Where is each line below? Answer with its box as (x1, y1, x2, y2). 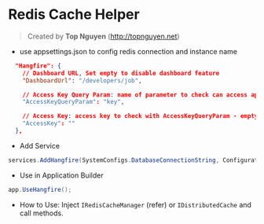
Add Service (19, 141, 60, 150)
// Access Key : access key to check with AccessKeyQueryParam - (22, 112, 237, 120)
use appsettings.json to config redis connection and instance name (19, 46, 238, 56)
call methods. (19, 208, 64, 218)
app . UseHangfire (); (8, 185, 72, 193)
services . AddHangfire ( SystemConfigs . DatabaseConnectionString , (8, 156, 220, 164)
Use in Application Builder (19, 171, 104, 180)
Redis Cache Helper (8, 6, 140, 24)
